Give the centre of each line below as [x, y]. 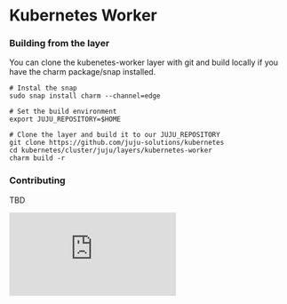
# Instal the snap [43, 88]
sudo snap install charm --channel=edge [85, 96]
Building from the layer [60, 44]
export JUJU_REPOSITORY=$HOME [65, 120]
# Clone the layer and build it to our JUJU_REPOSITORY [115, 135]
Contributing [37, 180]
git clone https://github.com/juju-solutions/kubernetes [117, 143]
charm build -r [37, 158]
